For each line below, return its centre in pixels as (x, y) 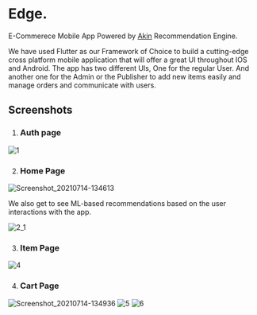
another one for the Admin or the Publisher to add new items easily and (125, 76)
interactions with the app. (50, 212)
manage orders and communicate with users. (82, 85)
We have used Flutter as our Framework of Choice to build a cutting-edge (128, 51)
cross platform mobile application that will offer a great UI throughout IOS (128, 60)
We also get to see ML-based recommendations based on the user (117, 203)
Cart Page (39, 286)
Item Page (39, 247)
